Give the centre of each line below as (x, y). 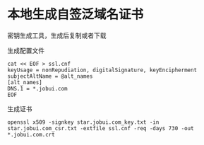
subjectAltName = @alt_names (50, 76)
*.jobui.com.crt (31, 134)
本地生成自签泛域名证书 (76, 14)
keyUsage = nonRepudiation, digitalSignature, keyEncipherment (102, 70)
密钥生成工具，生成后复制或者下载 (57, 35)
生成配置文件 (26, 50)
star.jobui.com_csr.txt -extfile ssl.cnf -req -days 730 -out (101, 128)
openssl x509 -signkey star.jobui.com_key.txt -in (83, 122)
